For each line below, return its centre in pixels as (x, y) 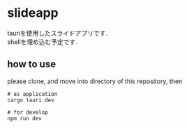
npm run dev (24, 118)
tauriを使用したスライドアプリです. (58, 33)
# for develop (28, 112)
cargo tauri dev (31, 100)
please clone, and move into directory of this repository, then (95, 81)
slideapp (33, 13)
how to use (32, 64)
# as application (32, 94)
